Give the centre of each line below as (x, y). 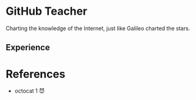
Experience (28, 48)
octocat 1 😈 (30, 91)
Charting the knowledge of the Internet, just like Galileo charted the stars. (98, 28)
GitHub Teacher (47, 11)
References (35, 74)
